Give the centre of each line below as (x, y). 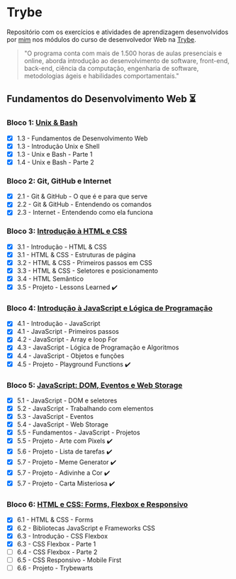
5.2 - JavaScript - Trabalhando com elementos (85, 408)
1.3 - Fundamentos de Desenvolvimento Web (82, 138)
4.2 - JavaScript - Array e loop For (67, 339)
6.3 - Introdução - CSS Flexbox (62, 536)
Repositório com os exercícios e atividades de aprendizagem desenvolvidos (118, 32)
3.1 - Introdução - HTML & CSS (62, 247)
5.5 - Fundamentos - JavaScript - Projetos (78, 432)
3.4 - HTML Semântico (50, 279)
